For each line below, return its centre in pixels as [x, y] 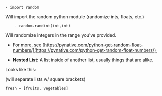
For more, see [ [28, 45]
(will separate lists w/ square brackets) [45, 79]
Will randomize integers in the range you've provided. [61, 35]
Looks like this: [21, 70]
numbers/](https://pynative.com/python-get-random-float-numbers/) [84, 50]
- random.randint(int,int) [43, 26]
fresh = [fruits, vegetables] [37, 88]
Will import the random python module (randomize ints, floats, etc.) [75, 17]
